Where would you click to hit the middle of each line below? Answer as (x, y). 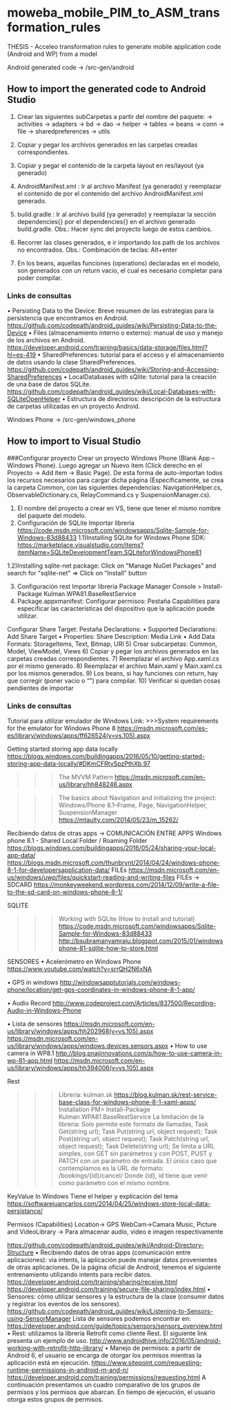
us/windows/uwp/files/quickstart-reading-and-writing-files (91, 878)
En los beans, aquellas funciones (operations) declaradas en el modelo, (119, 263)
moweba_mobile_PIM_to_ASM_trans (114, 13)
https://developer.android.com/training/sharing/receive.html (92, 1282)
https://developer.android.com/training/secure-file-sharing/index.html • (109, 1289)
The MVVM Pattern (86, 777)
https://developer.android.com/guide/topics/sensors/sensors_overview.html (115, 1326)
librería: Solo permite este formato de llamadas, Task (133, 1124)
